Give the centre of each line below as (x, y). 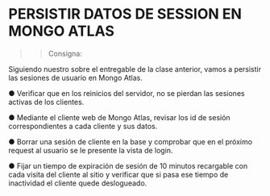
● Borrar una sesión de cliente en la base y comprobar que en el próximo (130, 141)
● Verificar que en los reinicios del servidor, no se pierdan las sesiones (127, 93)
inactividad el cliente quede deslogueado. (78, 183)
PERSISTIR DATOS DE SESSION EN (125, 14)
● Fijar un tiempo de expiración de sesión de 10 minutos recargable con (128, 165)
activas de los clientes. (46, 102)
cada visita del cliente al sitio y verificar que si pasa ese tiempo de (118, 174)
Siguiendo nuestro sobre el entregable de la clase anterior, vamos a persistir (135, 69)
